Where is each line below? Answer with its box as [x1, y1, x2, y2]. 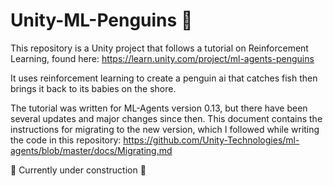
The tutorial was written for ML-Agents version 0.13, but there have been [10, 102, 308, 114]
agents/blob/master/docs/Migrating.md [10, 144, 173, 156]
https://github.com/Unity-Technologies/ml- [123, 134, 300, 146]
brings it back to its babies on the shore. [10, 82, 177, 94]
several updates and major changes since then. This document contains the [10, 112, 323, 124]
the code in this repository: [10, 134, 122, 146]
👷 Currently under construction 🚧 [10, 164, 147, 176]
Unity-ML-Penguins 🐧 [10, 9, 193, 32]
